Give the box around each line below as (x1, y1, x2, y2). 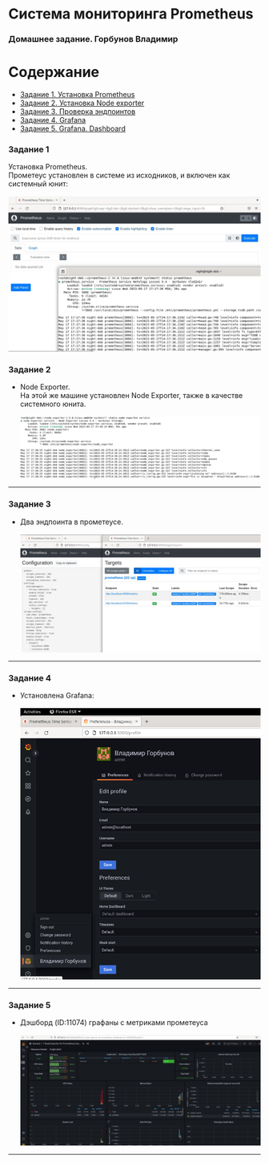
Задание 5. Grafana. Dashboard (19, 124, 126, 133)
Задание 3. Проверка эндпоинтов (19, 107, 136, 116)
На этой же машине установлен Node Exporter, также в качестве (19, 391, 243, 401)
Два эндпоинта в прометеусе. (19, 517, 124, 527)
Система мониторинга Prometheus (8, 5, 254, 23)
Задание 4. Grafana (19, 116, 86, 125)
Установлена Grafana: (19, 691, 94, 701)
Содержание (8, 63, 100, 81)
